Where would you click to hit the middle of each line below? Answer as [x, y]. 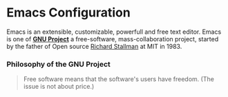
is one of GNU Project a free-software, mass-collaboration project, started [113, 39]
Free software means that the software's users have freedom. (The [119, 79]
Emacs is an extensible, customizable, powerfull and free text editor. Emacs [114, 32]
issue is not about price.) [59, 87]
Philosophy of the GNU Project [59, 64]
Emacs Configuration [68, 13]
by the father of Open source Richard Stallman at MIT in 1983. [94, 46]
